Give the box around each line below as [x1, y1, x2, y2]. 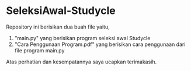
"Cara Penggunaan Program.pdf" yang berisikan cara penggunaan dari [14, 41, 186, 48]
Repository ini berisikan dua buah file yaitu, [6, 23, 110, 30]
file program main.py [14, 47, 65, 54]
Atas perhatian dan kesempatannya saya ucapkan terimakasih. [6, 58, 157, 65]
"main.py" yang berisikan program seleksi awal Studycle [14, 34, 151, 41]
